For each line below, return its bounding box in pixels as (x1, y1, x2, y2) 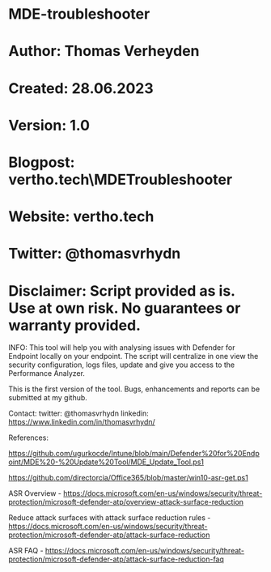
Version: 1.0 (8, 116, 91, 134)
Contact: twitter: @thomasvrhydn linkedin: (8, 408, 149, 418)
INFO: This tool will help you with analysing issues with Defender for (8, 343, 235, 352)
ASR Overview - (8, 489, 62, 498)
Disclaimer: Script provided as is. (8, 281, 235, 300)
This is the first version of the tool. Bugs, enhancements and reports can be (8, 384, 260, 394)
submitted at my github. (8, 393, 87, 403)
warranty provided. (8, 316, 142, 335)
